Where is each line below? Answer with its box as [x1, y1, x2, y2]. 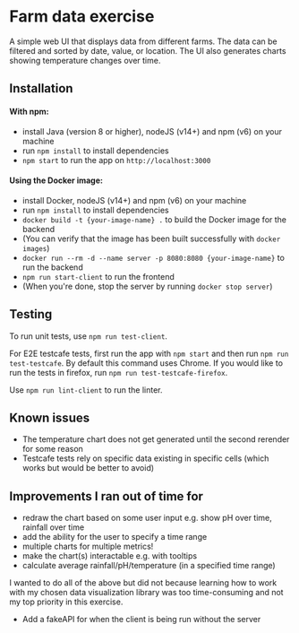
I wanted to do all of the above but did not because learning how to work [9, 577, 278, 588]
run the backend [21, 262, 83, 273]
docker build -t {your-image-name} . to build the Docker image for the [21, 213, 287, 225]
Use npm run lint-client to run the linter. [9, 384, 163, 395]
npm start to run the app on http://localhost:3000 [21, 154, 211, 165]
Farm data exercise [9, 6, 155, 27]
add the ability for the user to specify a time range [21, 532, 208, 542]
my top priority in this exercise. [9, 596, 124, 607]
